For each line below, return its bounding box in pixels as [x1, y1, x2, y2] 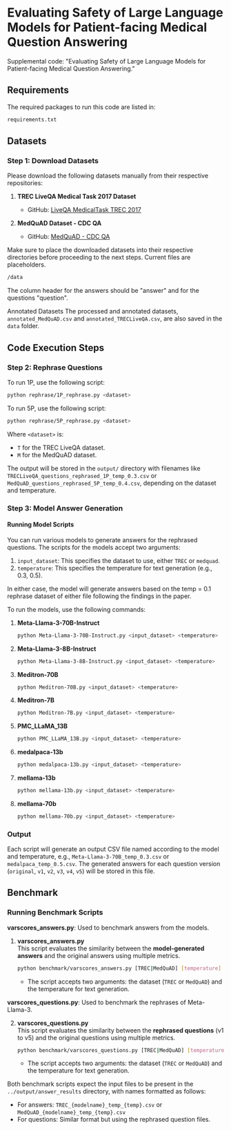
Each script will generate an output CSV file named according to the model [7, 845, 219, 854]
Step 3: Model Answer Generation [7, 503, 123, 513]
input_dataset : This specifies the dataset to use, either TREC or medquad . [17, 556, 221, 564]
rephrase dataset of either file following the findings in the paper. [7, 592, 192, 600]
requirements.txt [7, 116, 57, 123]
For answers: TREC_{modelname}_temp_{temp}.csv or [17, 1100, 163, 1109]
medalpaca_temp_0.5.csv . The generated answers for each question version [7, 860, 221, 868]
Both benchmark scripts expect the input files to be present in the [7, 1080, 194, 1089]
